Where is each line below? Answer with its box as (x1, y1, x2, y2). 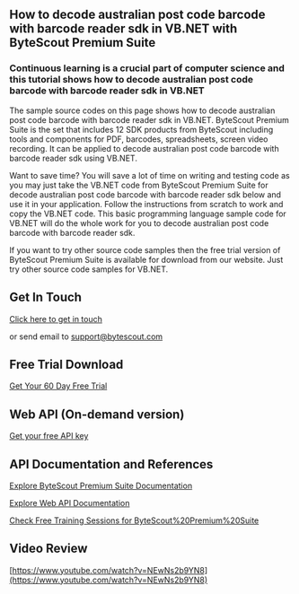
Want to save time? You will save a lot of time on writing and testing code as (9, 170, 290, 180)
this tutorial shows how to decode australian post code (9, 74, 254, 86)
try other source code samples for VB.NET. (9, 264, 169, 275)
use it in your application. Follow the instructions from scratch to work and (9, 198, 284, 209)
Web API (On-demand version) (9, 406, 185, 422)
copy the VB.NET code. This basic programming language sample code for (9, 208, 287, 219)
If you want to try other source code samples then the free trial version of (9, 244, 281, 255)
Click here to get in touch (9, 313, 103, 324)
